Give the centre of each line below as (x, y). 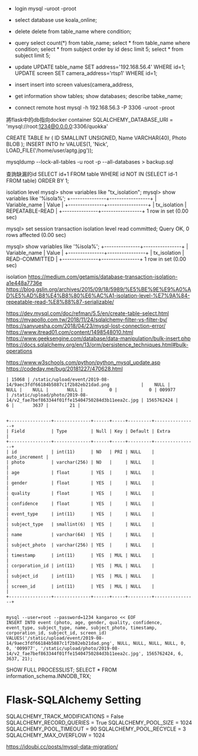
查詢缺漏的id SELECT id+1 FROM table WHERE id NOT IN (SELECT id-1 (92, 174)
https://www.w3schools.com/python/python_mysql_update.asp (83, 362)
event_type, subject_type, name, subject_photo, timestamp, (82, 628)
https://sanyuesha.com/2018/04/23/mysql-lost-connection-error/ (86, 326)
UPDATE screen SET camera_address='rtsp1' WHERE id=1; (86, 73)
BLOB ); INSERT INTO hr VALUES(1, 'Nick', (57, 144)
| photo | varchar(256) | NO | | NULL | (80, 462)
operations (19, 351)
